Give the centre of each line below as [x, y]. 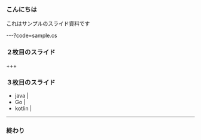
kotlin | [23, 108]
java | [22, 95]
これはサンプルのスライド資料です [48, 24]
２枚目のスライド [31, 52]
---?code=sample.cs [32, 36]
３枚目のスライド [31, 82]
